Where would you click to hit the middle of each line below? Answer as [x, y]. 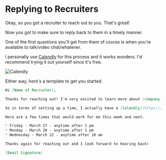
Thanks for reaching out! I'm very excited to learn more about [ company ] [84, 99]
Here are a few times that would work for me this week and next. [75, 117]
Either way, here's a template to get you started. [54, 81]
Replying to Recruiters [52, 9]
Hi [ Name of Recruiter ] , [31, 90]
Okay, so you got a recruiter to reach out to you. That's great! [67, 23]
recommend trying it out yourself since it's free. [54, 62]
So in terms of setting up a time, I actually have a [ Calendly [73, 108]
